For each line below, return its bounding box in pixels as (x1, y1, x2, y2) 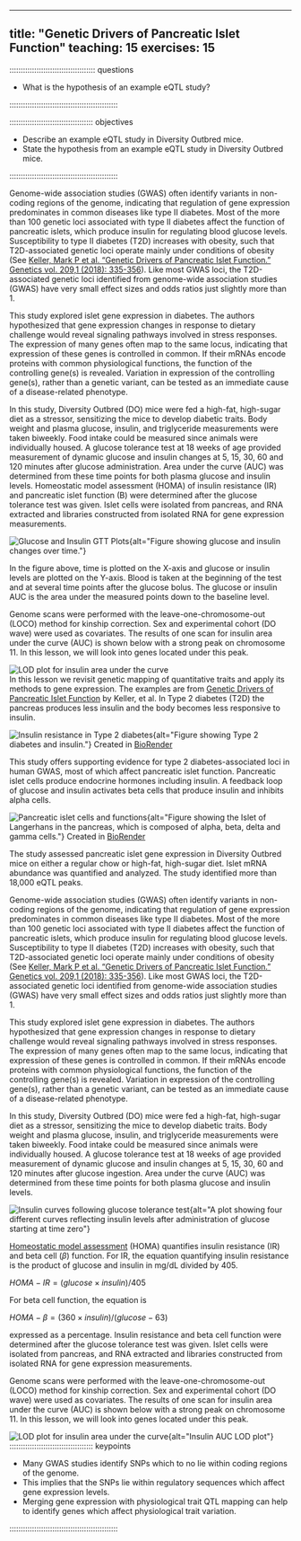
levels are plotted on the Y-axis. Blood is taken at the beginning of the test (9, 572, 282, 583)
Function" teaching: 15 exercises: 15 (9, 40, 216, 56)
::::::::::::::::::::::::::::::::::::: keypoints (9, 1440, 132, 1451)
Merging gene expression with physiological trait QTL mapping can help (21, 1496, 288, 1507)
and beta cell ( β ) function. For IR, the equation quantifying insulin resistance (9, 1250, 289, 1261)
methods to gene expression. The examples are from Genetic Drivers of (9, 683, 274, 694)
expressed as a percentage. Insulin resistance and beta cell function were (9, 1329, 282, 1340)
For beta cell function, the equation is (9, 1294, 147, 1305)
